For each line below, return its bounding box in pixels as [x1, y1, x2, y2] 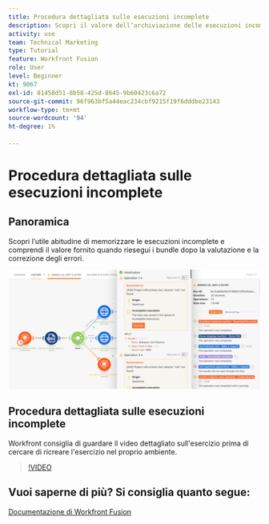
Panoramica [8, 215, 70, 229]
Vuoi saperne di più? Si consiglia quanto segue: [8, 486, 251, 499]
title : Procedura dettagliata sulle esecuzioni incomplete [8, 13, 210, 21]
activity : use [8, 30, 56, 38]
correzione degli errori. [8, 253, 84, 263]
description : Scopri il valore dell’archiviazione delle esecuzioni [8, 21, 242, 30]
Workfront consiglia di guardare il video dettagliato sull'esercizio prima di [8, 438, 250, 448]
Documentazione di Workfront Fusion [8, 506, 132, 516]
